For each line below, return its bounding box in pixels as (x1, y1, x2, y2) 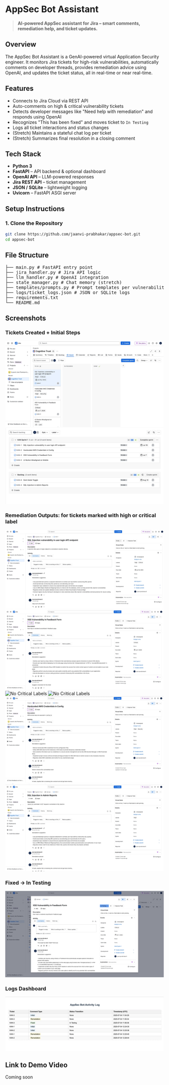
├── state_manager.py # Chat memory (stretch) (5, 279, 122, 285)
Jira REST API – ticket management (12, 179, 87, 185)
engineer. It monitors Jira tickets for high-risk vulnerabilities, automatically (5, 59, 159, 65)
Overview (5, 40, 37, 49)
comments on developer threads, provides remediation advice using (5, 64, 147, 70)
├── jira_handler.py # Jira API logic (5, 269, 101, 275)
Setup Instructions (5, 204, 65, 213)
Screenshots (5, 314, 46, 323)
